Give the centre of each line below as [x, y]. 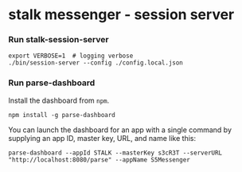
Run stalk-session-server [59, 40]
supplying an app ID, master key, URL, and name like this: [102, 138]
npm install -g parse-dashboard [62, 115]
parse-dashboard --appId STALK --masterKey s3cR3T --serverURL [115, 153]
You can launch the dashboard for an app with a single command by [120, 130]
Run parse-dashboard [52, 83]
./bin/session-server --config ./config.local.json [96, 63]
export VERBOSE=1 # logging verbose [71, 56]
